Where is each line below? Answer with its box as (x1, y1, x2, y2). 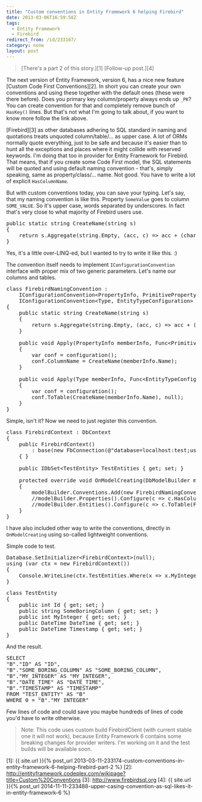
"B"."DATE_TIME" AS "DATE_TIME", (6, 679, 105, 685)
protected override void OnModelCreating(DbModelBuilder (19, 477, 191, 483)
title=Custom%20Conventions (6, 776, 81, 783)
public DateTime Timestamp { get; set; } (19, 626, 143, 632)
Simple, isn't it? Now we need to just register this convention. (6, 417, 158, 424)
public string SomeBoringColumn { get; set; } (19, 608, 159, 614)
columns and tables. (6, 273, 57, 281)
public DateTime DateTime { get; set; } (19, 620, 140, 626)
